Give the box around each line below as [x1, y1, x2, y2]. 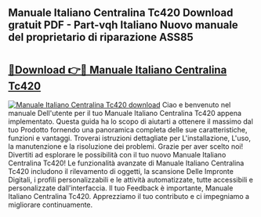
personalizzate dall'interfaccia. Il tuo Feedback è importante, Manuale [8, 183, 234, 193]
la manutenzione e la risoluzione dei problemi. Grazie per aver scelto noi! [8, 142, 244, 151]
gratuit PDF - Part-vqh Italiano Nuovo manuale [8, 19, 239, 32]
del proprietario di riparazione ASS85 [8, 31, 194, 44]
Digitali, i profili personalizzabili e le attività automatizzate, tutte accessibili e [8, 175, 253, 184]
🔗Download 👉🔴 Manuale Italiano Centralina [8, 63, 227, 77]
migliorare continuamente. [8, 200, 93, 209]
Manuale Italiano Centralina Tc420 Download [8, 6, 234, 20]
